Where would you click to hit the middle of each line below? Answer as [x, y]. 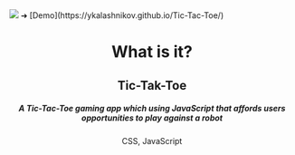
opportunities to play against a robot [152, 118]
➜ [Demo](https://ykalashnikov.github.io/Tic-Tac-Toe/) [122, 15]
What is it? [152, 52]
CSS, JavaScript [152, 140]
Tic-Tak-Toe [152, 85]
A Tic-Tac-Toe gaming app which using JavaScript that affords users [152, 109]
